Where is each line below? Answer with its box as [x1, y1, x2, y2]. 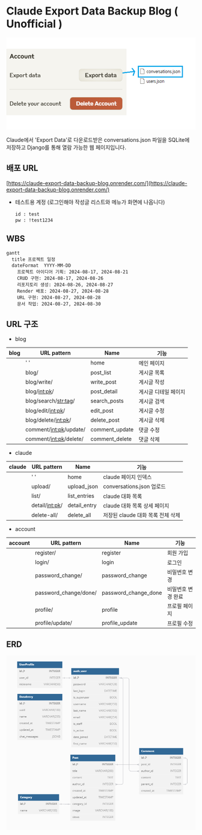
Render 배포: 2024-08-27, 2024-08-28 [17, 288, 109, 294]
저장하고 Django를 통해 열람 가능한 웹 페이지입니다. [6, 144, 126, 151]
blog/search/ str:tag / [25, 397, 75, 405]
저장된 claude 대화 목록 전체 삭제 [103, 512, 180, 519]
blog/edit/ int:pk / [25, 407, 66, 414]
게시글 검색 [138, 397, 165, 405]
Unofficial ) [6, 17, 63, 31]
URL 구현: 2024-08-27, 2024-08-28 [17, 294, 101, 301]
